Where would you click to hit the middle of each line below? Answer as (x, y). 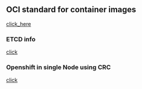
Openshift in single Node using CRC (59, 67)
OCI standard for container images (71, 10)
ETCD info (21, 39)
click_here (19, 24)
